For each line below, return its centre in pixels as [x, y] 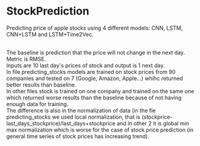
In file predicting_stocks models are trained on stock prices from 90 [91, 71]
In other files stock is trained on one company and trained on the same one [100, 91]
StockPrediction [48, 11]
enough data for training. [37, 104]
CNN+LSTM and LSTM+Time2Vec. [50, 34]
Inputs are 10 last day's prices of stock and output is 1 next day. [86, 65]
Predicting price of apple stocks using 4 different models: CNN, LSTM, [95, 28]
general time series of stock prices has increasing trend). [78, 136]
